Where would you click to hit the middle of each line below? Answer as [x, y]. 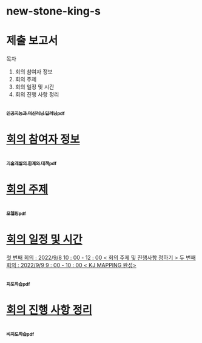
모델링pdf [16, 214]
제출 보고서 [32, 41]
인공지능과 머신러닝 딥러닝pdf [35, 114]
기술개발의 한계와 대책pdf [32, 164]
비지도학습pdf [20, 334]
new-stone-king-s [54, 11]
